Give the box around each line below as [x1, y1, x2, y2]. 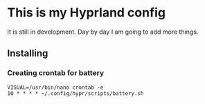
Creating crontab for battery [7, 68, 105, 78]
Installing [7, 48, 48, 59]
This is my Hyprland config [7, 5, 166, 21]
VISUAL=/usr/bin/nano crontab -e [7, 84, 104, 91]
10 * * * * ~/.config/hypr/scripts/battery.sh [7, 90, 144, 97]
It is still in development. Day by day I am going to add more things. [7, 28, 199, 36]
